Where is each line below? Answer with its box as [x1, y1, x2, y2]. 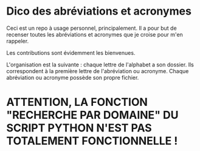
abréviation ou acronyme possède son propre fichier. [6, 74, 139, 81]
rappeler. [6, 37, 29, 44]
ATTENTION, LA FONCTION [6, 96, 148, 109]
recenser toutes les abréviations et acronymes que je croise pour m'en [6, 30, 184, 38]
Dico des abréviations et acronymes [6, 4, 191, 18]
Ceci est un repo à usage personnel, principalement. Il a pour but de [6, 24, 178, 32]
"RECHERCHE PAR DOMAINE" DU [6, 108, 179, 122]
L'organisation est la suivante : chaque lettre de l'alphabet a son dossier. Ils [6, 61, 195, 68]
